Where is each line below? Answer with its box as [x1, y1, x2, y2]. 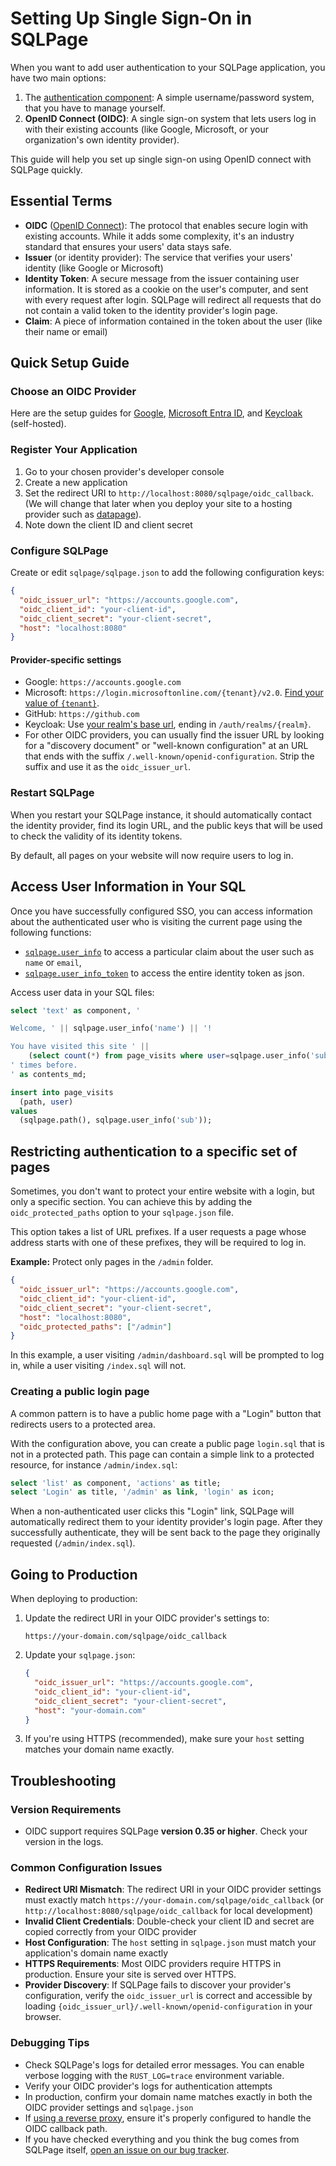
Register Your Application [10, 443, 138, 457]
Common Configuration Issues [10, 1861, 163, 1874]
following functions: [10, 926, 92, 938]
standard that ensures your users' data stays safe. [24, 240, 232, 252]
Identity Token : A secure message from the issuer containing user [24, 272, 300, 284]
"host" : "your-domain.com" [34, 1705, 147, 1716]
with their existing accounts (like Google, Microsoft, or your [24, 123, 270, 135]
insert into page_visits [10, 1087, 114, 1097]
